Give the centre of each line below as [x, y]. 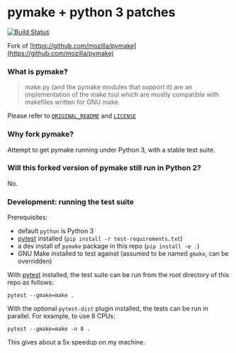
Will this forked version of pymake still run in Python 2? [105, 168]
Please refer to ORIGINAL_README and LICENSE [72, 116]
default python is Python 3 [56, 231]
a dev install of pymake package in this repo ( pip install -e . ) [108, 246]
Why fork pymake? [41, 134]
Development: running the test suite [71, 201]
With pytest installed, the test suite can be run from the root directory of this [118, 275]
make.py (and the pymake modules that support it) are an [108, 87]
